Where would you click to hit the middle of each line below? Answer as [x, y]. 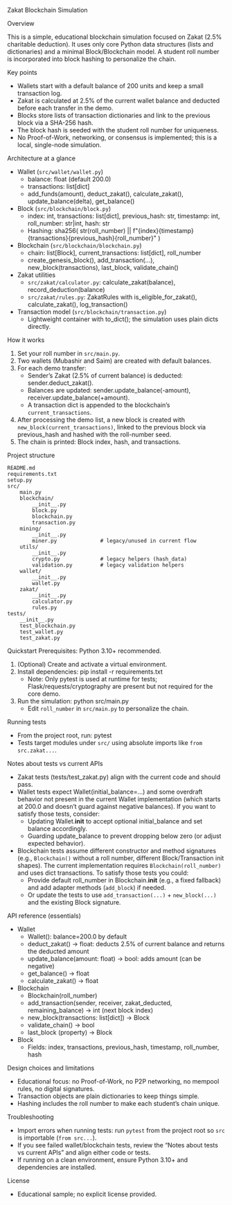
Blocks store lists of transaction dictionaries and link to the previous [114, 115]
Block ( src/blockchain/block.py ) [64, 208]
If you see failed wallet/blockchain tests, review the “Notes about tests [117, 1145]
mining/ [30, 529]
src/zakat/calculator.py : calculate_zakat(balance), [101, 282]
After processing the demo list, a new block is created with [101, 420]
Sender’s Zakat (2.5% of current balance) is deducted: [105, 375]
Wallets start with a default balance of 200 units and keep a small [110, 86]
